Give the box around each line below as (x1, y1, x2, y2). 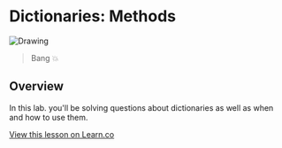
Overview (9, 79, 65, 94)
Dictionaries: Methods (9, 6, 177, 27)
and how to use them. (9, 112, 88, 122)
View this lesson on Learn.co (9, 129, 115, 139)
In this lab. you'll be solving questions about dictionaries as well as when (9, 102, 274, 113)
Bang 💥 (30, 52, 59, 63)
